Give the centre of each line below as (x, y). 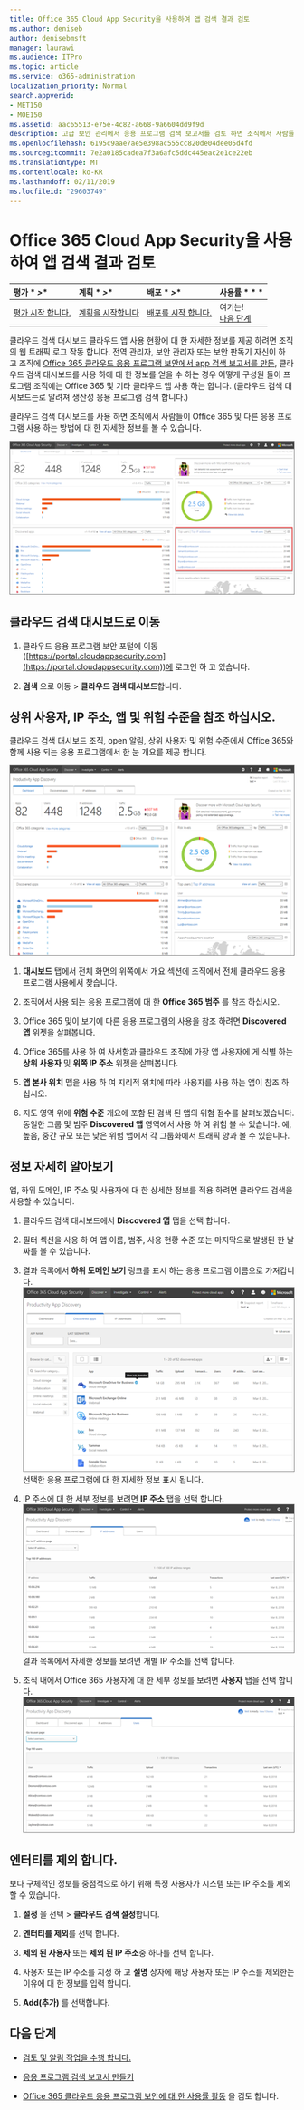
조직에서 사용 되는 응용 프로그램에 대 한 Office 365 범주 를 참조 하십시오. (151, 1001)
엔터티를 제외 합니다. (63, 1860)
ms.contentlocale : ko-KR (56, 172)
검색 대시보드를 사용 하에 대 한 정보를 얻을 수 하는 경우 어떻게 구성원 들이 (154, 374)
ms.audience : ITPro (46, 58)
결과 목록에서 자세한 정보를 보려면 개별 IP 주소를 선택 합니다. (128, 1661)
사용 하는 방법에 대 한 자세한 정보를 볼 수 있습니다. (114, 427)
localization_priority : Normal (68, 86)
